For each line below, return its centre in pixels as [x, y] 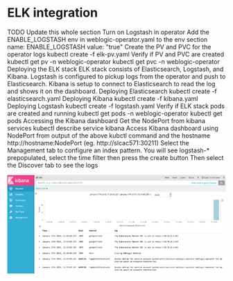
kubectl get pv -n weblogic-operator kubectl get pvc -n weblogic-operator [113, 61]
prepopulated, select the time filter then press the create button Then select [115, 157]
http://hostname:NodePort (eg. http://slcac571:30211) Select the [98, 143]
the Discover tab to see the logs [53, 165]
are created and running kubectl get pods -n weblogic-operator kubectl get [115, 113]
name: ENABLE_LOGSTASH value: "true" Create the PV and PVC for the [109, 47]
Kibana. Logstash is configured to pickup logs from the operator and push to [116, 76]
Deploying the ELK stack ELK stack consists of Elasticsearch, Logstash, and [115, 69]
